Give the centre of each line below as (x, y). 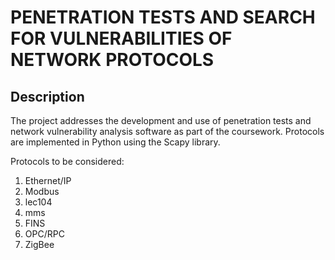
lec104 (38, 202)
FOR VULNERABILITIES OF (121, 38)
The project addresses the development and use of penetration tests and (161, 120)
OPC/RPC (44, 234)
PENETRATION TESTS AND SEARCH (163, 17)
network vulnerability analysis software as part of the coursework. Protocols (167, 131)
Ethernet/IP (48, 180)
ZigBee (39, 244)
